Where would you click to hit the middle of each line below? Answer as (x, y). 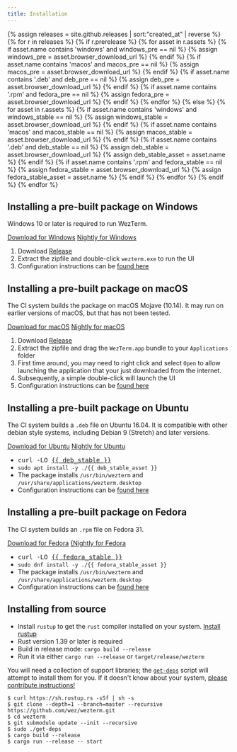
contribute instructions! (41, 685)
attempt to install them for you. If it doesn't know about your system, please (117, 678)
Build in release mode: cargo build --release (84, 649)
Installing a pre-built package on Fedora (97, 512)
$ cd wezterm (27, 717)
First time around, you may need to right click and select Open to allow (119, 363)
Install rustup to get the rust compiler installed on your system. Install (119, 626)
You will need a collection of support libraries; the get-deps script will (108, 670)
